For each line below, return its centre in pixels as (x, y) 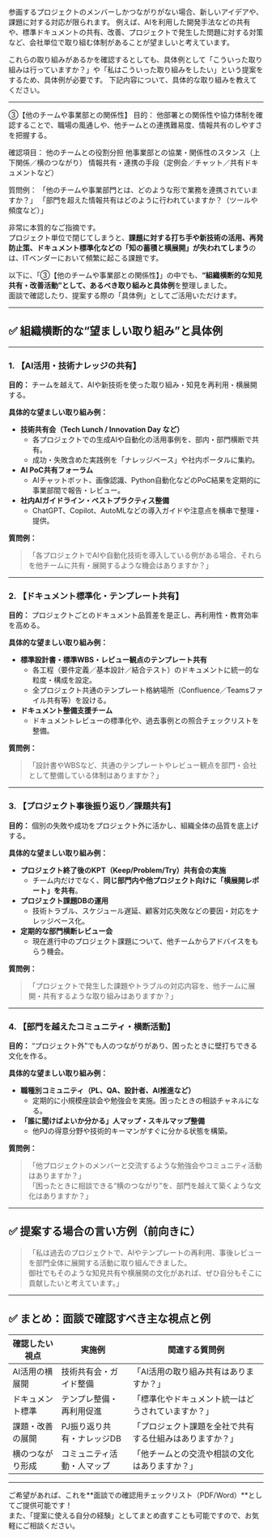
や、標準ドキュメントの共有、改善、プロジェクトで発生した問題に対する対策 (136, 32)
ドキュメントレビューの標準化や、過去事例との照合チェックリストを (146, 721)
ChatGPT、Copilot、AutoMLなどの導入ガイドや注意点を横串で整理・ (147, 511)
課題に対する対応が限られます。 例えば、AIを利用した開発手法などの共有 (130, 22)
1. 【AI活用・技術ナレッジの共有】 (75, 365)
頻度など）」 (28, 210)
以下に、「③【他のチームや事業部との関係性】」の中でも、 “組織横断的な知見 (136, 275)
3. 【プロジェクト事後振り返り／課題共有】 (92, 806)
